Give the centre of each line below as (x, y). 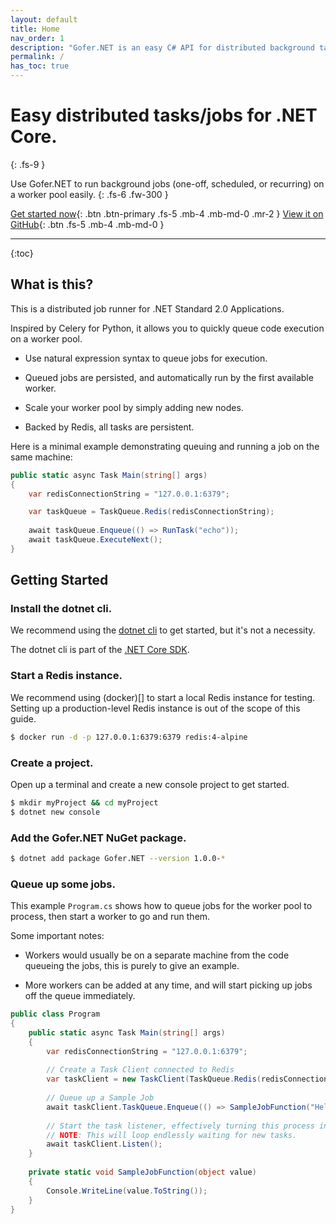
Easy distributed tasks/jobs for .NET (164, 115)
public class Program (55, 1014)
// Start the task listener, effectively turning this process (180, 1126)
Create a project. (52, 763)
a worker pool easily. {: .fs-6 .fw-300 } (89, 194)
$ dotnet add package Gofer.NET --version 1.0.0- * (118, 858)
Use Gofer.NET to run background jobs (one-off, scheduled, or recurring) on (167, 183)
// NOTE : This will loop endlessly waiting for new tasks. (172, 1135)
